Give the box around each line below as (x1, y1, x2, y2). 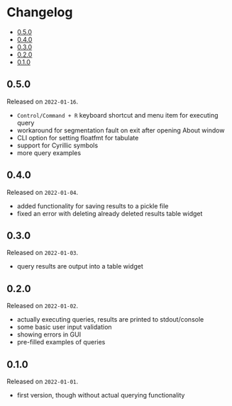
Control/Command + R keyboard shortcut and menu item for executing (16, 111, 219, 119)
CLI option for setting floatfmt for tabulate (16, 133, 139, 142)
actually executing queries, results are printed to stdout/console (16, 315, 204, 324)
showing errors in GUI (16, 330, 82, 339)
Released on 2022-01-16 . (6, 97, 79, 106)
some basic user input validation (16, 323, 112, 332)
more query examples (16, 148, 82, 157)
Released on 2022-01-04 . (6, 188, 79, 196)
